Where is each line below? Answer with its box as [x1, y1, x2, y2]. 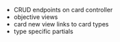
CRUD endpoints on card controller [13, 6, 113, 14]
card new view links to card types [13, 20, 109, 28]
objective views [13, 13, 58, 21]
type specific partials [13, 27, 73, 35]
